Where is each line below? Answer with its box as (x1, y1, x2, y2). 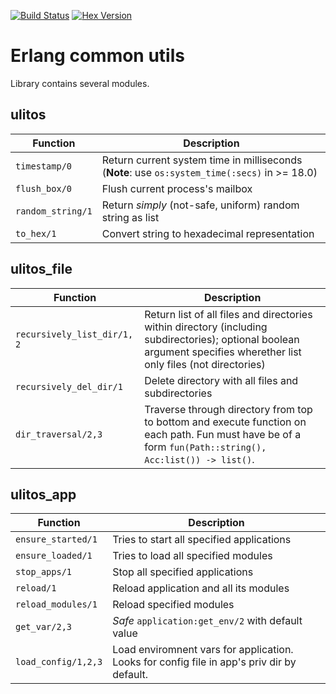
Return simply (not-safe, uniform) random (101, 198, 300, 212)
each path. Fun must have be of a (144, 427, 302, 441)
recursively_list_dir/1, (15, 328, 134, 340)
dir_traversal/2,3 (15, 428, 103, 440)
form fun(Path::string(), (144, 440, 267, 454)
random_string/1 (15, 205, 93, 217)
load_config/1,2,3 (15, 656, 103, 668)
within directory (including (144, 320, 268, 334)
